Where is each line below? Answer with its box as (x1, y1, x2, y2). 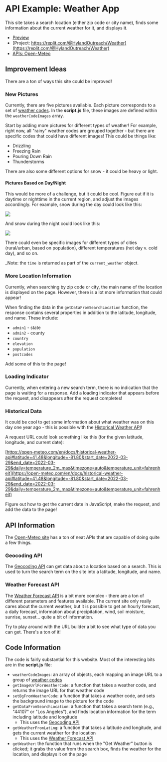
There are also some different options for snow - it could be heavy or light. (5, 168, 159, 174)
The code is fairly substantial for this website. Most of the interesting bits (5, 656, 155, 662)
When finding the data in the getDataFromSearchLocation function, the (5, 304, 148, 310)
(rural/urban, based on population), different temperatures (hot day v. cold (5, 245, 158, 251)
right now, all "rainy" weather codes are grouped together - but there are (5, 128, 155, 134)
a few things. (5, 539, 32, 545)
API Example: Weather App (5, 3, 120, 14)
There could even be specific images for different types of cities (5, 239, 137, 245)
